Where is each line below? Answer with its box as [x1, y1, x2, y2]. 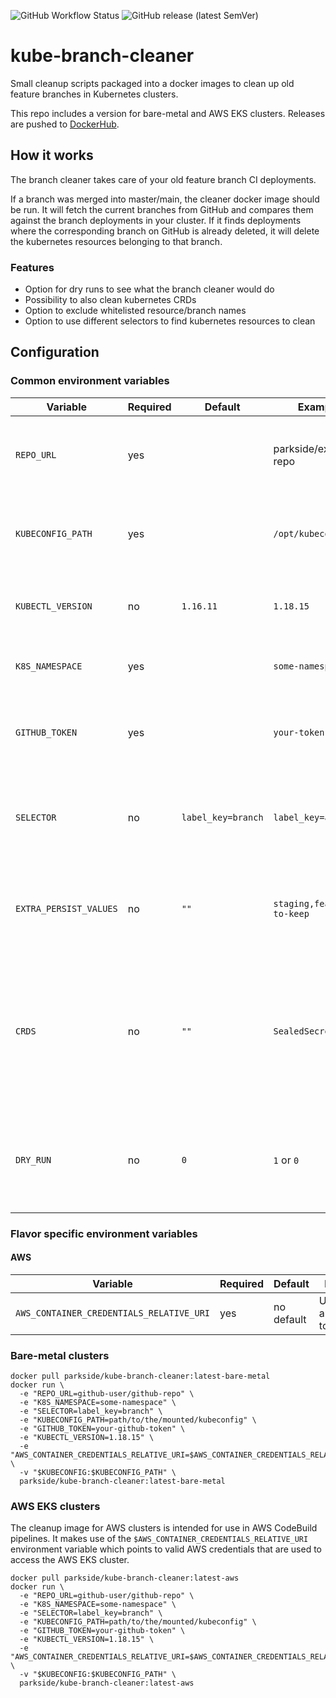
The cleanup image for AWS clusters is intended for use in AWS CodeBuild [10, 1522, 318, 1534]
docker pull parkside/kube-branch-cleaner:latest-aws [10, 1573, 240, 1584]
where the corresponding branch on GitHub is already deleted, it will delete [10, 225, 320, 237]
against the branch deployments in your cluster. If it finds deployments [10, 214, 302, 226]
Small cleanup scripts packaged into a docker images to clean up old [10, 77, 295, 89]
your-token [273, 726, 325, 738]
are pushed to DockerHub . [10, 118, 120, 130]
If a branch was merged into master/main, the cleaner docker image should [10, 193, 320, 205]
